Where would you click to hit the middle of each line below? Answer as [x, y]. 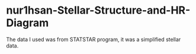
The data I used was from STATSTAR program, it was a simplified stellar [94, 39]
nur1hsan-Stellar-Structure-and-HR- [98, 10]
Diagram [28, 23]
